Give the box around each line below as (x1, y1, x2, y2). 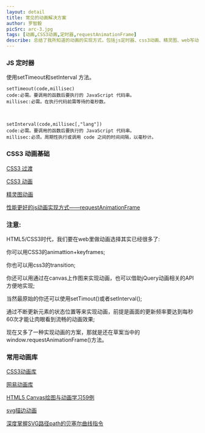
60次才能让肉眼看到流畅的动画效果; (6, 315, 95, 322)
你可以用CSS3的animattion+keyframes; (6, 248, 106, 255)
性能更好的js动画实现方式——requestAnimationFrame (6, 203, 140, 211)
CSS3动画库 (6, 368, 37, 376)
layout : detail (6, 9, 45, 15)
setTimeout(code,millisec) (6, 86, 75, 92)
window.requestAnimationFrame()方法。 (6, 336, 108, 343)
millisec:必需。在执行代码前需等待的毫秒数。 (6, 99, 109, 105)
